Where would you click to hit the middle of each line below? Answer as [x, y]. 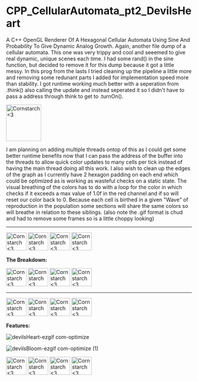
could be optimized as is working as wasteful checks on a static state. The [96, 181]
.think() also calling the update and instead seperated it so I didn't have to [95, 90]
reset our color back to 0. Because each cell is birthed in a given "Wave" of [97, 200]
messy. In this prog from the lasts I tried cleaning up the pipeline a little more [99, 71]
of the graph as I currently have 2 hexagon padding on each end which [92, 174]
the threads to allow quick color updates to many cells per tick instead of [94, 162]
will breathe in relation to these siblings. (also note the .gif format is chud [95, 212]
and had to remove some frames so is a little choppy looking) [80, 218]
